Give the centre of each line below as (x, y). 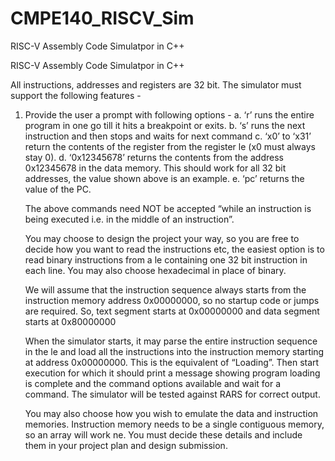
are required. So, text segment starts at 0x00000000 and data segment (172, 311)
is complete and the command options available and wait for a (153, 383)
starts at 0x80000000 (70, 321)
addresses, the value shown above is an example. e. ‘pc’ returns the (164, 178)
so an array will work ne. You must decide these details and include (163, 434)
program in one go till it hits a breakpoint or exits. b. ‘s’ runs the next (165, 125)
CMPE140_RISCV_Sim (102, 18)
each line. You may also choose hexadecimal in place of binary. (155, 270)
